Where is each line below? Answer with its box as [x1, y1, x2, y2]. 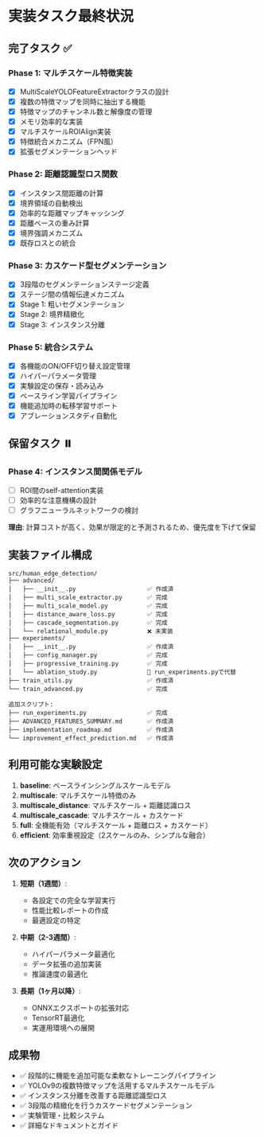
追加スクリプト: [8, 700, 54, 709]
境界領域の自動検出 [19, 198, 83, 208]
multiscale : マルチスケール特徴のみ [19, 790, 137, 800]
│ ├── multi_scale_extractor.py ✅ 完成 [8, 593, 169, 601]
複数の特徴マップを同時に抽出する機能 [19, 96, 146, 106]
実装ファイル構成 [8, 548, 92, 561]
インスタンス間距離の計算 [19, 188, 104, 197]
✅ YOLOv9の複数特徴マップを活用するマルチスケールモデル [19, 1080, 215, 1091]
